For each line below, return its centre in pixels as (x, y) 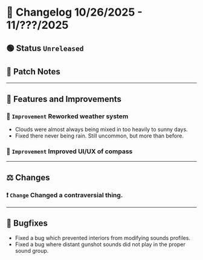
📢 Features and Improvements (64, 99)
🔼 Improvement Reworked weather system (67, 116)
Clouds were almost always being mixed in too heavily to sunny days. (101, 130)
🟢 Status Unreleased (45, 48)
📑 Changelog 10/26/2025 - (75, 12)
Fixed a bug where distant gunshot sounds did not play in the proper (100, 244)
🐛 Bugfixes (27, 224)
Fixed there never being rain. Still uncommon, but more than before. (99, 136)
